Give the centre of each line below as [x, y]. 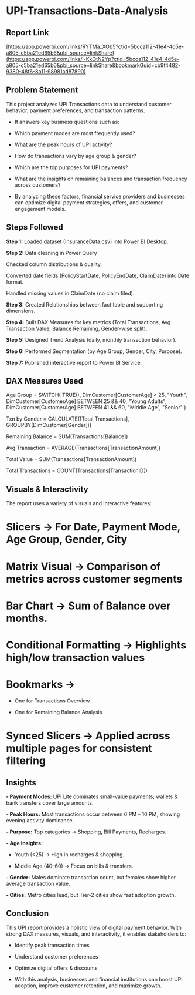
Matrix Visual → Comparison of [83, 567]
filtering [26, 761]
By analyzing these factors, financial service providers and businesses [100, 196]
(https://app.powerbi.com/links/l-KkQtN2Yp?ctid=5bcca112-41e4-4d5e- [93, 59]
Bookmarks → [41, 685]
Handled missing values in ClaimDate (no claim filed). [70, 293]
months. [27, 618]
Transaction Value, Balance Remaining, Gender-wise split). [77, 328]
